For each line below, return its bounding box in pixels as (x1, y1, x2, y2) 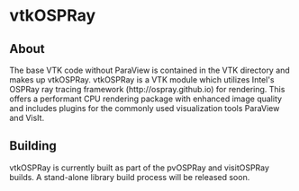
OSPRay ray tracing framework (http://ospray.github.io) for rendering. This (9, 84, 285, 94)
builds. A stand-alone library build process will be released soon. (9, 171, 250, 182)
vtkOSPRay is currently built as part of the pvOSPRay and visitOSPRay (9, 162, 270, 173)
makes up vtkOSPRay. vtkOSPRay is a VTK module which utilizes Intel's (9, 74, 275, 85)
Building (9, 138, 57, 153)
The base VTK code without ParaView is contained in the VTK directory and (9, 65, 290, 75)
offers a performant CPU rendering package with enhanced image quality (9, 93, 282, 104)
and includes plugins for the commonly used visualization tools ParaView (9, 103, 280, 113)
